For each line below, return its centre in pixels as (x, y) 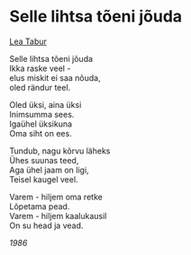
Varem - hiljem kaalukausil (58, 215)
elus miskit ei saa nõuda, (55, 77)
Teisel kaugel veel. (44, 179)
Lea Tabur (28, 41)
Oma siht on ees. (41, 133)
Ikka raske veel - (40, 68)
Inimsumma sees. (42, 114)
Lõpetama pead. (40, 206)
